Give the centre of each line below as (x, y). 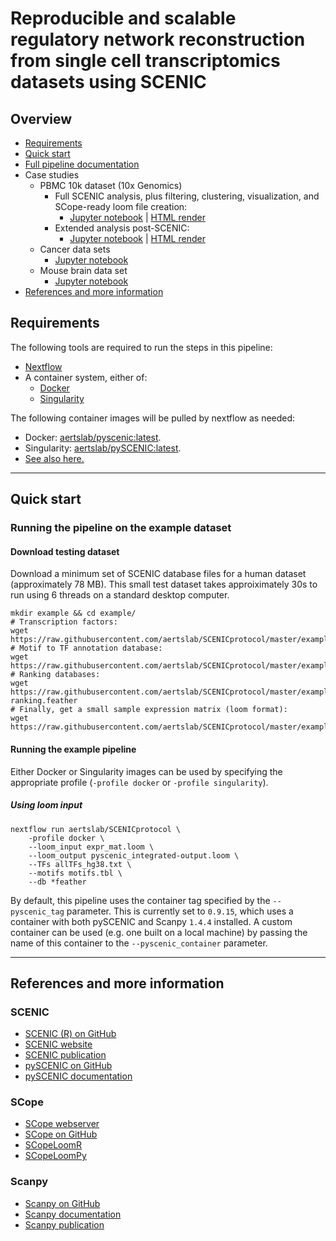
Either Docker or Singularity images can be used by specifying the (146, 771)
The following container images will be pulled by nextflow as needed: (153, 418)
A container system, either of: (86, 377)
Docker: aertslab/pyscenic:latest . (93, 437)
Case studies (52, 175)
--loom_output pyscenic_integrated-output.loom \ (134, 855)
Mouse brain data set (83, 270)
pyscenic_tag (37, 912)
